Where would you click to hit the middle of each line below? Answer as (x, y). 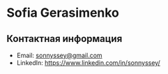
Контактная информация (64, 39)
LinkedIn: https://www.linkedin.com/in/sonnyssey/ (89, 63)
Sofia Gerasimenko (63, 13)
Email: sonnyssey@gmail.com (59, 55)
